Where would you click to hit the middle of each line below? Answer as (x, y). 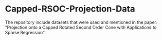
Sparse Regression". (26, 32)
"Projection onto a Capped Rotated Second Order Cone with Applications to (81, 27)
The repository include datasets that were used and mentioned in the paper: (81, 22)
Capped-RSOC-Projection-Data (70, 9)
